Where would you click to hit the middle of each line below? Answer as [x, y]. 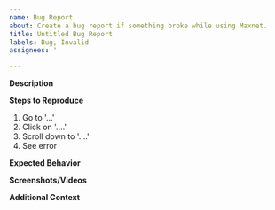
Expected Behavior [45, 163]
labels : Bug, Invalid [49, 42]
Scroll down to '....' [56, 136]
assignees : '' [35, 51]
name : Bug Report [41, 17]
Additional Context [45, 198]
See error [39, 146]
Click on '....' [44, 127]
